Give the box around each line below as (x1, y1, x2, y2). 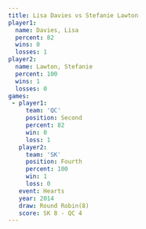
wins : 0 (15, 41, 41, 49)
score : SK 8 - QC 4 (18, 209, 82, 217)
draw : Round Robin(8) (18, 201, 89, 209)
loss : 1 (25, 135, 51, 144)
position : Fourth (25, 158, 82, 166)
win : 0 (25, 128, 47, 136)
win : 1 (25, 172, 47, 181)
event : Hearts (18, 187, 65, 195)
